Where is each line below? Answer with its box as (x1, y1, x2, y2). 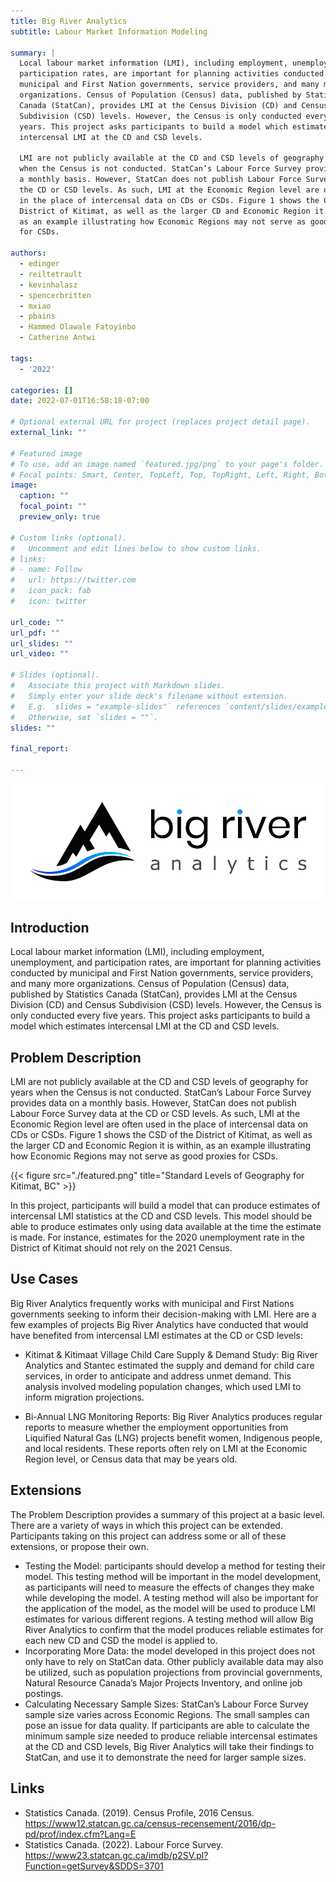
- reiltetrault (19, 269, 83, 279)
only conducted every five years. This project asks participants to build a (10, 1010, 311, 1022)
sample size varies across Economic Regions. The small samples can (24, 1708, 310, 1720)
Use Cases (10, 1271, 79, 1288)
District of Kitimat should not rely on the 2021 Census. (10, 1242, 233, 1254)
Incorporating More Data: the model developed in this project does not (24, 1645, 316, 1657)
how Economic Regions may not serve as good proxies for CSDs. (10, 1150, 278, 1162)
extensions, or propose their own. (10, 1540, 150, 1552)
